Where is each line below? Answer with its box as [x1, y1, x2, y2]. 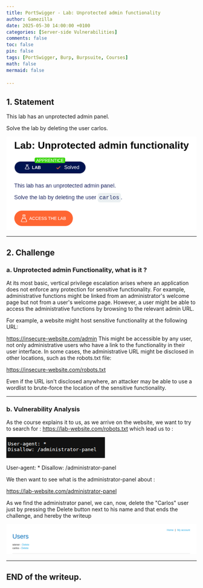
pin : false [6, 48, 34, 55]
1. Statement [6, 97, 54, 107]
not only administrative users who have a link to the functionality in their [6, 342, 185, 349]
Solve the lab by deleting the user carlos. [6, 125, 109, 132]
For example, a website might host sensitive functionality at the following [6, 317, 187, 324]
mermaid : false [6, 67, 45, 73]
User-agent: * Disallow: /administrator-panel [6, 464, 117, 472]
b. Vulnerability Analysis [6, 405, 80, 414]
